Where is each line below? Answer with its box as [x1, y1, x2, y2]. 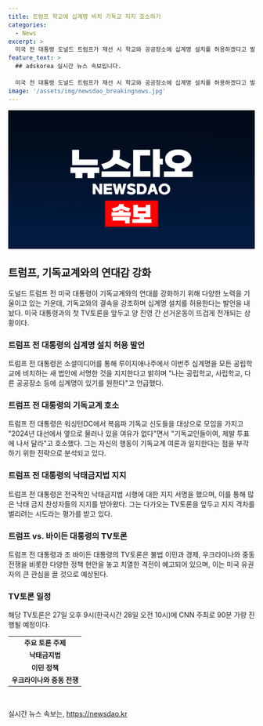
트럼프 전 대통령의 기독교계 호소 [8, 400, 120, 411]
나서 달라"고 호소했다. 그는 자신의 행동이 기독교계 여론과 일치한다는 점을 [16, 439, 235, 448]
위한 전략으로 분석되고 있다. [22, 448, 107, 458]
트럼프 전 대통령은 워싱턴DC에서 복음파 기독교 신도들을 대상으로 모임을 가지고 [8, 419, 244, 429]
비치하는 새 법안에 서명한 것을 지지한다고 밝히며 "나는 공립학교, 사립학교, [22, 368, 243, 378]
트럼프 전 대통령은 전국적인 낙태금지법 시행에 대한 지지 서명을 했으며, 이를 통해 [8, 489, 247, 499]
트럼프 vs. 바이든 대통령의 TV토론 [8, 530, 128, 541]
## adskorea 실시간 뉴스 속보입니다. [15, 63, 122, 71]
